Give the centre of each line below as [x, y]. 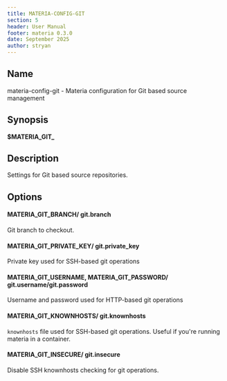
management [26, 98]
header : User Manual [37, 26]
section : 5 [23, 20]
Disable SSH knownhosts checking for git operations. [83, 370]
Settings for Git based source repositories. [67, 175]
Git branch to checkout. [41, 230]
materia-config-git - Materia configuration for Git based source [97, 90]
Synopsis [28, 120]
